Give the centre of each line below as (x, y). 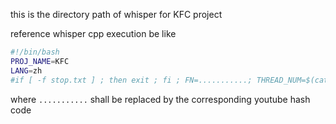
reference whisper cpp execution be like (93, 33)
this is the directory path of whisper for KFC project (116, 14)
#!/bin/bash (35, 52)
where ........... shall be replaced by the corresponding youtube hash (160, 99)
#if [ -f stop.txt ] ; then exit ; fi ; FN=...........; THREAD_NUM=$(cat (169, 80)
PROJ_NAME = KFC (40, 61)
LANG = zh (26, 70)
